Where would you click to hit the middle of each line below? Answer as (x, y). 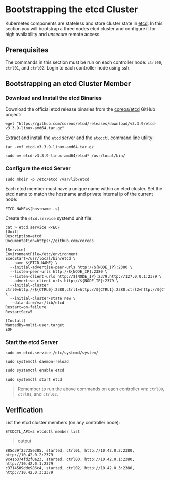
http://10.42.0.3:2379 (29, 472)
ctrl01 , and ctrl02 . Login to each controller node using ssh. (68, 67)
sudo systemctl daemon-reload (37, 362)
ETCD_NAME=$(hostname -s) (32, 209)
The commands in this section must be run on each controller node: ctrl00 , (84, 62)
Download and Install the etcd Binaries (54, 98)
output (25, 441)
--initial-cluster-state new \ (43, 298)
